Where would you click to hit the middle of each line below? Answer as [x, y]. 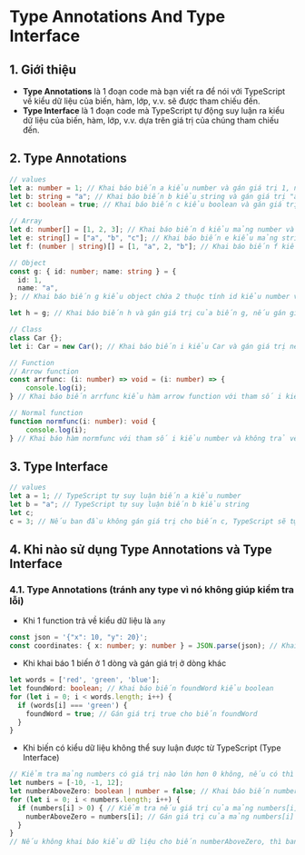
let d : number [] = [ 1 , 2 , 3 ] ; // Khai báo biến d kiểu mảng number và [152, 230]
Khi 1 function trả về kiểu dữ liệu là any [94, 621]
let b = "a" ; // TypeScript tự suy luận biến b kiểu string [129, 505]
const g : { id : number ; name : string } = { [93, 271]
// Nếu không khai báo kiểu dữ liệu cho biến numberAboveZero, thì [146, 842]
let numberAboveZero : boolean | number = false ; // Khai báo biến [140, 791]
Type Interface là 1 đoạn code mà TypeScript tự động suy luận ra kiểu [153, 110]
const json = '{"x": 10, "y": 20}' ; [79, 638]
